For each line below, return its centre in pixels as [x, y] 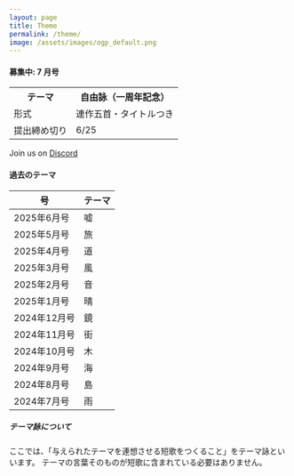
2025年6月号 [41, 217]
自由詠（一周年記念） [125, 97]
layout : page [33, 17]
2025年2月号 [41, 284]
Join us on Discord [44, 153]
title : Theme [33, 26]
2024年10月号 [44, 351]
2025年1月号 [41, 301]
